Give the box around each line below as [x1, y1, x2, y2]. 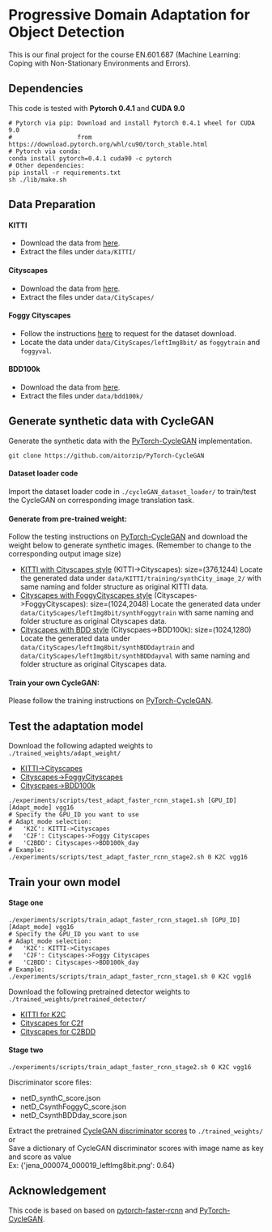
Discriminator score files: [8, 1077, 91, 1087]
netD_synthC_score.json [19, 1093, 101, 1102]
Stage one [8, 897, 44, 908]
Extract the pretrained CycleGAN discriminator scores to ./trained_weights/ [8, 1126, 263, 1136]
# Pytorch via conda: [8, 147, 82, 156]
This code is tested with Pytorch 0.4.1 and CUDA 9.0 [8, 103, 185, 113]
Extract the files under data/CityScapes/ [19, 292, 155, 301]
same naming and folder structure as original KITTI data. [19, 582, 209, 592]
